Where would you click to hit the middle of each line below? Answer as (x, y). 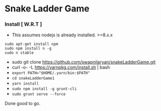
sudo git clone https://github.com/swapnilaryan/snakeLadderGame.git (84, 62)
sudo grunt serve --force (39, 94)
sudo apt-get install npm (31, 44)
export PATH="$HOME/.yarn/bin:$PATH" (51, 73)
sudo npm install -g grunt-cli (44, 89)
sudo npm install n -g (28, 49)
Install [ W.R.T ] (23, 24)
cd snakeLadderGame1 (33, 78)
